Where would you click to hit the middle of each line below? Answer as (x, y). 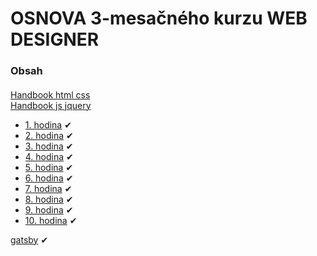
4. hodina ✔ (49, 156)
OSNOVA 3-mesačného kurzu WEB (159, 18)
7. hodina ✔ (48, 188)
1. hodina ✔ (48, 124)
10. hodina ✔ (51, 220)
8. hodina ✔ (49, 199)
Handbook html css (50, 94)
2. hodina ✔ (49, 135)
